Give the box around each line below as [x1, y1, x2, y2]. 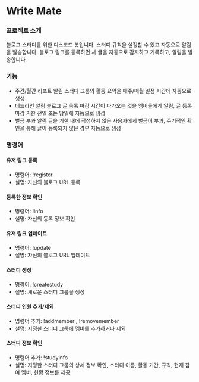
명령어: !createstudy [14, 281, 64, 288]
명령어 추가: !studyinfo [14, 353, 68, 361]
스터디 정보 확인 [6, 340, 43, 347]
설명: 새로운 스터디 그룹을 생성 [14, 288, 85, 296]
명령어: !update [14, 244, 52, 251]
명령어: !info [14, 207, 43, 215]
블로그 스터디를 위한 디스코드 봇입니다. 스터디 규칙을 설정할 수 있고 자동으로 [6, 41, 181, 48]
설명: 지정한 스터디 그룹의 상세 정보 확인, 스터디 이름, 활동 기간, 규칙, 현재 [14, 361, 184, 368]
